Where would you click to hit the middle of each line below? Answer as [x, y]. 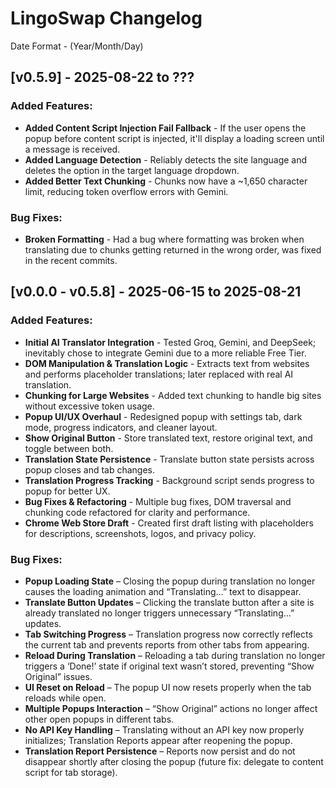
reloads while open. [65, 698]
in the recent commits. [71, 260]
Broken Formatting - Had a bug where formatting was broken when [164, 239]
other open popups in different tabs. [99, 719]
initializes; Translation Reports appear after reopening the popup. [158, 740]
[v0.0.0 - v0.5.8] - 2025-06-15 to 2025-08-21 [156, 292]
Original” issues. [58, 676]
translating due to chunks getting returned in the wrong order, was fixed [173, 249]
